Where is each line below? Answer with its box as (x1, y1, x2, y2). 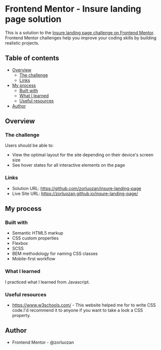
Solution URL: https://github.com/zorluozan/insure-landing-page (12, 185, 142, 191)
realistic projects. (5, 40, 40, 46)
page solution (5, 14, 62, 25)
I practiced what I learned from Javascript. (5, 279, 90, 285)
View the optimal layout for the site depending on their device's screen (12, 152, 154, 158)
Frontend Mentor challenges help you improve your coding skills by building (5, 35, 157, 41)
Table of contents (5, 54, 59, 63)
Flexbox (12, 240, 28, 246)
